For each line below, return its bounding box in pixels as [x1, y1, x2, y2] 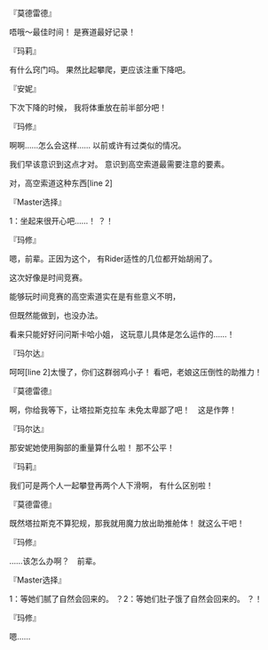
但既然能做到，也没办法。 [9, 310, 103, 320]
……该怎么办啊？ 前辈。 [9, 556, 101, 566]
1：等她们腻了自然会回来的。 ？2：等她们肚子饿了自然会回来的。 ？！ [9, 594, 264, 604]
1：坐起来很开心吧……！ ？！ [9, 216, 114, 226]
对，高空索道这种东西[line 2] [9, 178, 113, 189]
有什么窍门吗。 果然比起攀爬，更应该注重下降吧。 [9, 65, 191, 75]
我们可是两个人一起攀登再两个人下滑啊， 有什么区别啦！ [9, 480, 214, 491]
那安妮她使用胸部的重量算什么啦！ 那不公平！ [9, 443, 175, 453]
